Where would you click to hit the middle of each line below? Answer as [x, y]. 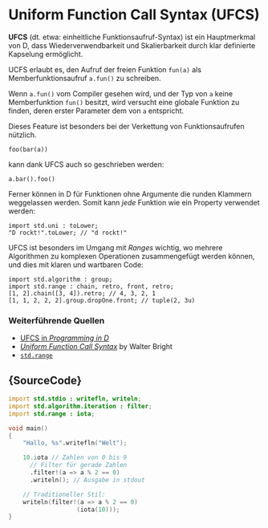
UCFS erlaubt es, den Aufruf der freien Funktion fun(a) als [105, 69]
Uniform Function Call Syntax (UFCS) [134, 15]
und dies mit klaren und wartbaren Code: [76, 264]
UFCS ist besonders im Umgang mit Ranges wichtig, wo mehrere [116, 247]
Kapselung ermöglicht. [46, 54]
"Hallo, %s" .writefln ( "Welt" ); [75, 443]
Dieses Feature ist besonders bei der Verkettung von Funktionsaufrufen [126, 126]
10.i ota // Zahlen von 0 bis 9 [75, 458]
